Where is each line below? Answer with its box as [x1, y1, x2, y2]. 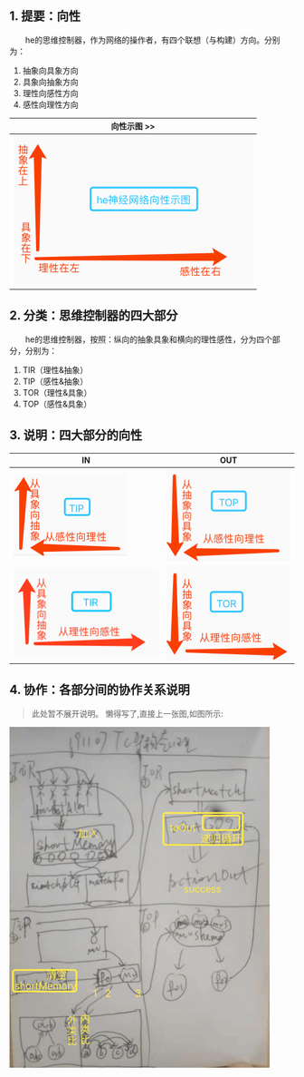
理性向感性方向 [22, 87, 79, 98]
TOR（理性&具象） [22, 387, 92, 397]
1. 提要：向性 [9, 8, 81, 24]
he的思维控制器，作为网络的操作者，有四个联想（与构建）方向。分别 [24, 34, 280, 45]
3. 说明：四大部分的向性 [9, 427, 143, 443]
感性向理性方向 [22, 99, 79, 110]
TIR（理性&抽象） [22, 364, 89, 375]
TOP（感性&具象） [22, 398, 92, 409]
